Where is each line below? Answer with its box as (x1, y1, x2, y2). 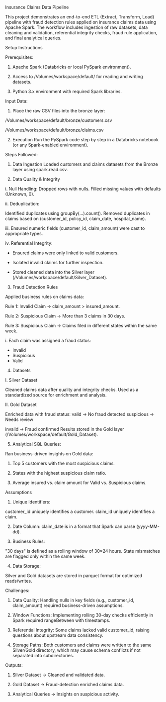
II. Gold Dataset (5, 401, 37, 407)
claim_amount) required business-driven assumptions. (12, 602, 124, 608)
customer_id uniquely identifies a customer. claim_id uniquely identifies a (5, 508, 155, 514)
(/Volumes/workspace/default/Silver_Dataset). (12, 275, 108, 280)
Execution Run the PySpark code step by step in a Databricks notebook (12, 137, 159, 142)
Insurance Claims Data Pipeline (5, 4, 69, 10)
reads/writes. (5, 578, 32, 584)
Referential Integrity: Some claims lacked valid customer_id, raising (12, 627, 150, 633)
